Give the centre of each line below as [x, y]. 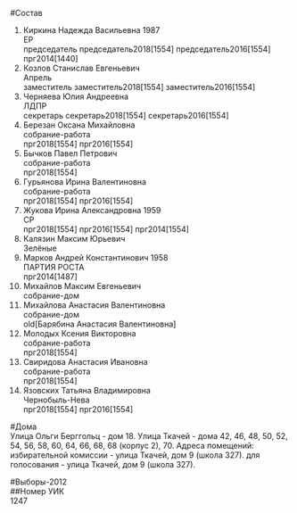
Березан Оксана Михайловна [79, 125]
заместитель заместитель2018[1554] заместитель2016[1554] [139, 87]
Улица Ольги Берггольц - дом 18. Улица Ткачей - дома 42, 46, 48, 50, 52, [149, 436]
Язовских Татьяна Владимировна [87, 390]
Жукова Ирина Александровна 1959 [92, 210]
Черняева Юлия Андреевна [75, 96]
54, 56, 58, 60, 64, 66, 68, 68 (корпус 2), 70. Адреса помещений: [132, 446]
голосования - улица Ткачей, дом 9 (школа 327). [103, 464]
